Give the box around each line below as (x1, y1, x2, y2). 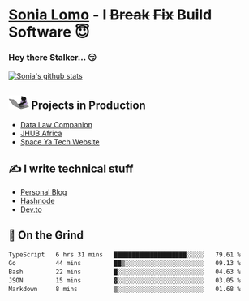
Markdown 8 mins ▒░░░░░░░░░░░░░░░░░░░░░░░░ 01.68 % (8, 285, 242, 293)
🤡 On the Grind (8, 228, 84, 242)
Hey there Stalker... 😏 (8, 52, 97, 63)
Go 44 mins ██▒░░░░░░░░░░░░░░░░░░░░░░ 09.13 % (8, 259, 242, 267)
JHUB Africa (19, 128, 62, 139)
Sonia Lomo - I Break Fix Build (8, 6, 213, 24)
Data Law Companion (19, 120, 93, 130)
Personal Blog (19, 187, 67, 197)
